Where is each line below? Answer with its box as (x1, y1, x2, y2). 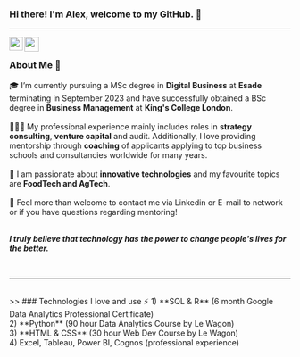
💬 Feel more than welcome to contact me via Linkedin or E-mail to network (9, 196, 283, 208)
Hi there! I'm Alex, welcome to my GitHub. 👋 (9, 8, 203, 21)
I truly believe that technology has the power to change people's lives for (9, 233, 287, 244)
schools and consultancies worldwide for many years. (9, 149, 208, 160)
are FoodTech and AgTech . (9, 178, 111, 188)
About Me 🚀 (9, 59, 62, 71)
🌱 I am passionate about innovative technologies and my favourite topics (9, 169, 280, 179)
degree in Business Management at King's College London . (9, 102, 234, 112)
